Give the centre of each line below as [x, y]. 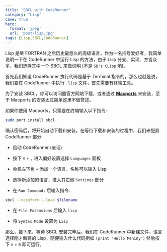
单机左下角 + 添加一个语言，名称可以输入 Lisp [60, 169]
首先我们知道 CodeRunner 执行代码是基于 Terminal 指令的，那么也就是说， [82, 76]
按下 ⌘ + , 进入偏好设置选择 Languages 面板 [57, 158]
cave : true [17, 19]
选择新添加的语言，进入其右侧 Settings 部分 [58, 179]
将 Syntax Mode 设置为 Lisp [40, 221]
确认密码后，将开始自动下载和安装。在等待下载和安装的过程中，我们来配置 [82, 130]
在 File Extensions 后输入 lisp [45, 210]
